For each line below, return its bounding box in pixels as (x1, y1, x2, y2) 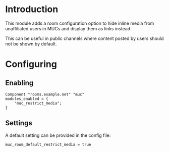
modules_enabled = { (5, 96, 49, 102)
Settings (5, 119, 33, 127)
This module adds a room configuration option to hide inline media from (5, 20, 154, 26)
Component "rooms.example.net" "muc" (5, 92, 85, 97)
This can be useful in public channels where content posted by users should (5, 35, 164, 41)
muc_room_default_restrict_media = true (5, 142, 92, 147)
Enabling (5, 78, 34, 87)
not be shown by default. (5, 40, 57, 46)
